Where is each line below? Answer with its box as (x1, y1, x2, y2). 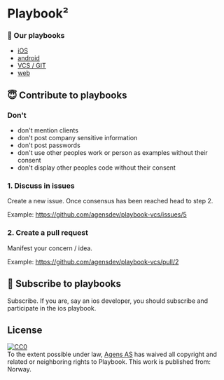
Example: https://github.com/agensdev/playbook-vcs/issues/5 (7, 210, 187, 219)
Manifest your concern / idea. (7, 244, 93, 252)
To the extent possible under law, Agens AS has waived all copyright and (7, 350, 217, 359)
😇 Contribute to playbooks (7, 89, 127, 101)
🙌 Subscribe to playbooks (7, 278, 121, 290)
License (7, 324, 43, 336)
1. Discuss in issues (7, 181, 75, 191)
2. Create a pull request (7, 228, 89, 238)
